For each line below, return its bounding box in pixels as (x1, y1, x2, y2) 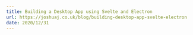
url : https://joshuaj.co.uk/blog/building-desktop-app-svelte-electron (6, 14, 187, 20)
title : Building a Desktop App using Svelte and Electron (6, 8, 153, 15)
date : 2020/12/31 (6, 20, 49, 26)
